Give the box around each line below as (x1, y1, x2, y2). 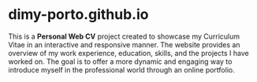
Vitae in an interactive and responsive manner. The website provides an (8, 39, 240, 49)
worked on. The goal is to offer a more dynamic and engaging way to (8, 57, 233, 66)
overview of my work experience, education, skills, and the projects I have (8, 48, 250, 58)
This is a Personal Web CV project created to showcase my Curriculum (8, 32, 240, 41)
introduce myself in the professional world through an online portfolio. (8, 65, 235, 74)
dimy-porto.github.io (8, 6, 149, 24)
